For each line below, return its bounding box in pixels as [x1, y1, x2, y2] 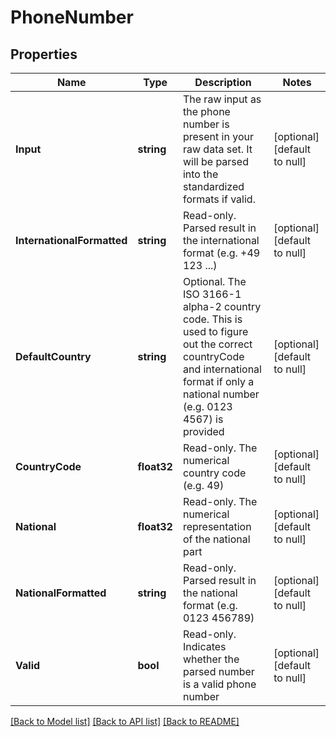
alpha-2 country [182, 300, 262, 313]
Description [194, 76, 252, 89]
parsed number [182, 665, 255, 678]
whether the [182, 652, 240, 666]
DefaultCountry [15, 350, 92, 363]
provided [182, 425, 225, 438]
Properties [10, 46, 78, 63]
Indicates [182, 640, 227, 653]
